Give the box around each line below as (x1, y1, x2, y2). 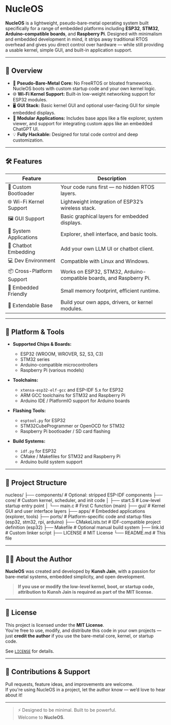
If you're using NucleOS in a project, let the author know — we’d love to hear (5, 686, 165, 692)
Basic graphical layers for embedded (60, 212, 149, 219)
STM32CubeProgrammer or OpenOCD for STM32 (20, 423, 125, 429)
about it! (5, 692, 23, 698)
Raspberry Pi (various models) (20, 367, 84, 373)
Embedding (8, 248, 36, 255)
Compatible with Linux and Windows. (60, 258, 149, 265)
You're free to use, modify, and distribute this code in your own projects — (5, 627, 162, 633)
